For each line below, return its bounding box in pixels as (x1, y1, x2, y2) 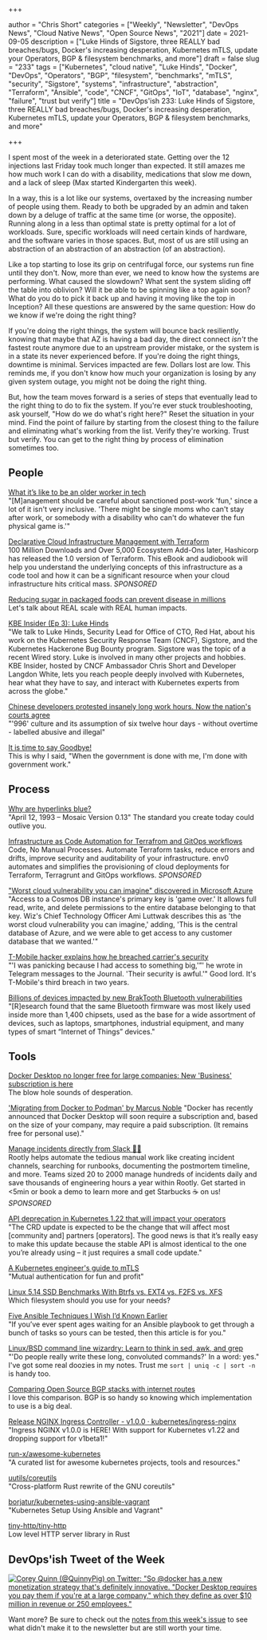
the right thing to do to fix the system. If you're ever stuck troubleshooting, (8, 400, 253, 410)
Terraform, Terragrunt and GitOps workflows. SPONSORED (8, 870, 202, 880)
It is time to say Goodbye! (8, 743, 92, 752)
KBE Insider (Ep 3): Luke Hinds (8, 618, 109, 628)
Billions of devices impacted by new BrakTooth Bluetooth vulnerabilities (8, 992, 243, 1002)
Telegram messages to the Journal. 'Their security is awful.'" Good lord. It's (8, 968, 257, 978)
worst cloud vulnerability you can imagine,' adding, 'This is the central (8, 919, 238, 929)
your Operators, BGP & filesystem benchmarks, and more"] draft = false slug (8, 53, 260, 63)
